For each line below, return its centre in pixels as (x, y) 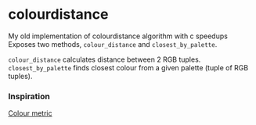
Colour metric (30, 113)
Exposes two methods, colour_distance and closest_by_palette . (113, 44)
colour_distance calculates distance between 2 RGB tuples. (105, 59)
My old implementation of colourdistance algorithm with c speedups (118, 36)
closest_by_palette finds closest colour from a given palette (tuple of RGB (128, 67)
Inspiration (29, 96)
